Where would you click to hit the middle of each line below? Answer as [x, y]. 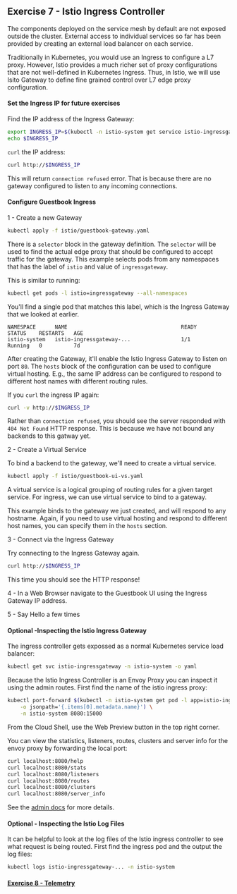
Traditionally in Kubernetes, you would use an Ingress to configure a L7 [110, 57]
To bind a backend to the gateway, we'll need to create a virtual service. [112, 463]
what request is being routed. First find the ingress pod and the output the [115, 847]
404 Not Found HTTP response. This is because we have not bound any [111, 429]
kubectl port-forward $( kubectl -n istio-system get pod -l [98, 701]
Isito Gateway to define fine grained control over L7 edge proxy [99, 80]
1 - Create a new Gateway [45, 217]
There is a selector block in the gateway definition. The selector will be [112, 244]
